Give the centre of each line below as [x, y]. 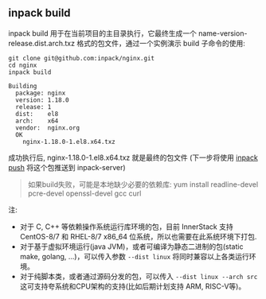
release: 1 [33, 107]
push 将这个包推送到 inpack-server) [67, 167]
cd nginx [23, 65]
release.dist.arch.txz [42, 43]
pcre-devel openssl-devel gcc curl [84, 193]
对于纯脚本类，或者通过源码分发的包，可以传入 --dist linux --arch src [139, 276]
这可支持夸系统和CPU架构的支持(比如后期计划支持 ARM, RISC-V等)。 [133, 286]
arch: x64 [37, 121]
